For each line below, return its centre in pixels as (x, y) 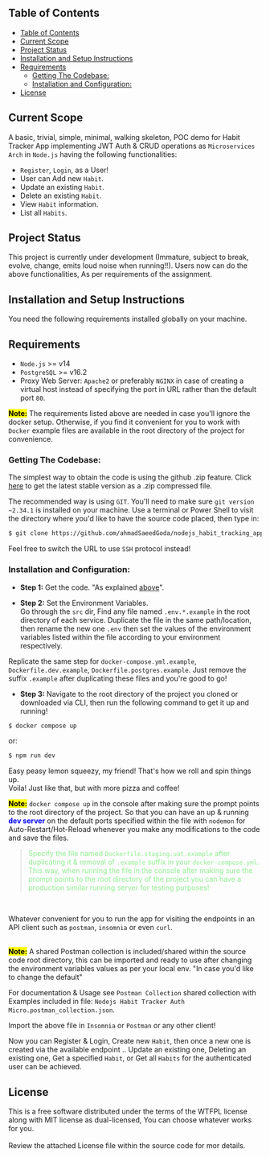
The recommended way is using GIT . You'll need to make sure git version (131, 501)
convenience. (31, 439)
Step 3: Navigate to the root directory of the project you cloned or (129, 694)
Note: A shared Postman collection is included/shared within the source (127, 952)
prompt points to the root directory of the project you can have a (135, 879)
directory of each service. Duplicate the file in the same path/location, (135, 620)
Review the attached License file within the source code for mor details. (127, 1146)
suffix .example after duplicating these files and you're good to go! (118, 678)
